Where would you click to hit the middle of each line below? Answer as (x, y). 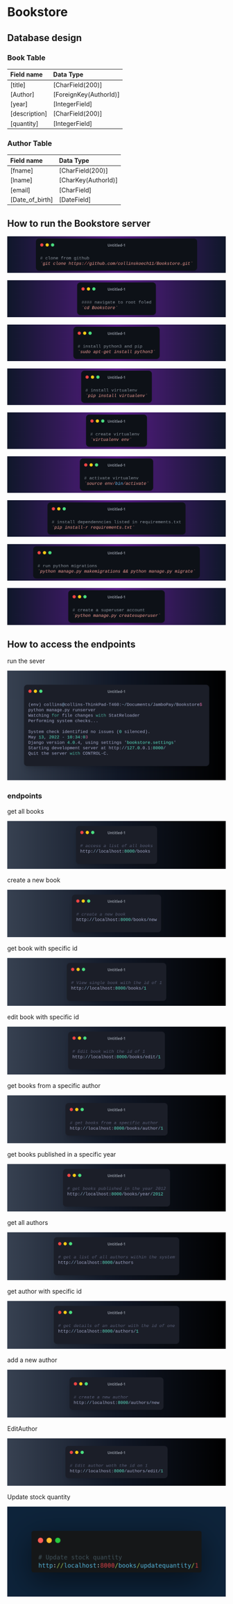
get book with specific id (42, 948)
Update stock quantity (39, 1497)
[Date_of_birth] (32, 200)
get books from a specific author (54, 1085)
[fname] (21, 170)
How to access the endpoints (71, 644)
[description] (29, 114)
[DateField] (75, 200)
